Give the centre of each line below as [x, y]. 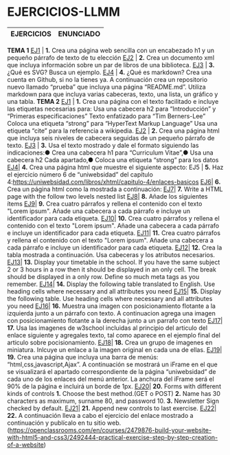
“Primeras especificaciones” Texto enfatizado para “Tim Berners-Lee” [106, 116]
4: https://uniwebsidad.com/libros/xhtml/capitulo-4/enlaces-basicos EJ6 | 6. [114, 181]
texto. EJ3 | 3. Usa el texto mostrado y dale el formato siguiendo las [103, 145]
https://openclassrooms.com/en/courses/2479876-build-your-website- [110, 430]
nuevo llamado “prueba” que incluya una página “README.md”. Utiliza [106, 87]
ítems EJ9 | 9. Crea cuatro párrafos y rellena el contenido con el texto [105, 203]
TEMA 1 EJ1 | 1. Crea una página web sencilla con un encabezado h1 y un [111, 50]
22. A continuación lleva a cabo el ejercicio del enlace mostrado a [100, 415]
